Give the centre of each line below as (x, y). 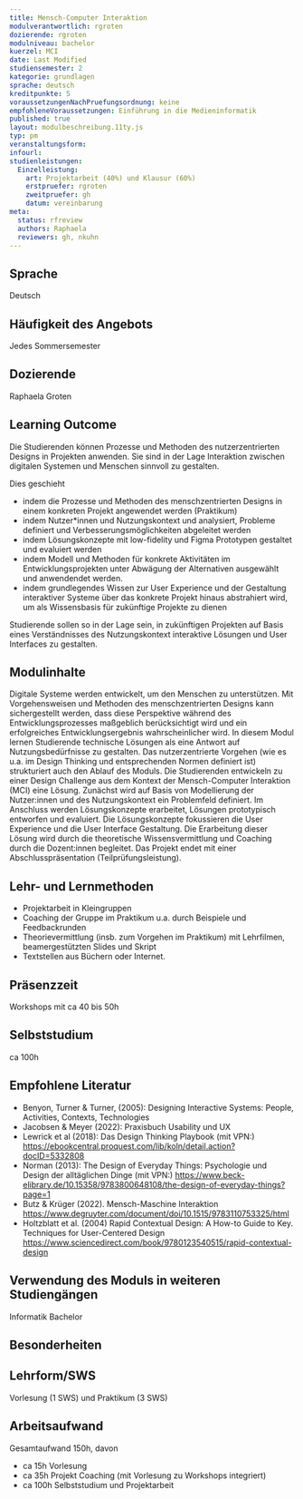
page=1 (37, 1194)
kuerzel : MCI (34, 52)
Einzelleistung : (48, 170)
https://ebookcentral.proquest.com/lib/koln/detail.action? (129, 1146)
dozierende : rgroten (48, 34)
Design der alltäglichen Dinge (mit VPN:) (98, 1174)
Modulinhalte (47, 672)
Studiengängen (54, 1295)
